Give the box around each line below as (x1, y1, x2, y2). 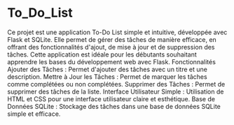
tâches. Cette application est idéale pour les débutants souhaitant (7, 50, 198, 59)
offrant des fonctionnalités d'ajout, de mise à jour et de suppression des (7, 43, 215, 51)
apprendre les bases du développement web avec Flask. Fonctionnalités (7, 57, 216, 66)
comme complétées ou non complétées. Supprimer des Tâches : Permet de (7, 80, 226, 88)
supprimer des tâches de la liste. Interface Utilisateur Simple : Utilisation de (7, 87, 224, 96)
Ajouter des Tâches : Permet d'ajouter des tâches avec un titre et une (7, 65, 208, 73)
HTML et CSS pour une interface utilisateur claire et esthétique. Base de (7, 94, 216, 103)
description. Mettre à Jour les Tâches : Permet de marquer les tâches (7, 72, 208, 81)
